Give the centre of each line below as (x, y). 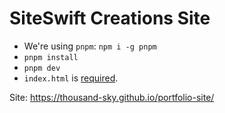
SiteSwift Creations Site (110, 18)
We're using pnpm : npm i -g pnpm (90, 46)
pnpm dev (42, 68)
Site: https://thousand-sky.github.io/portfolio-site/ (112, 97)
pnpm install (51, 57)
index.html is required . (71, 78)
